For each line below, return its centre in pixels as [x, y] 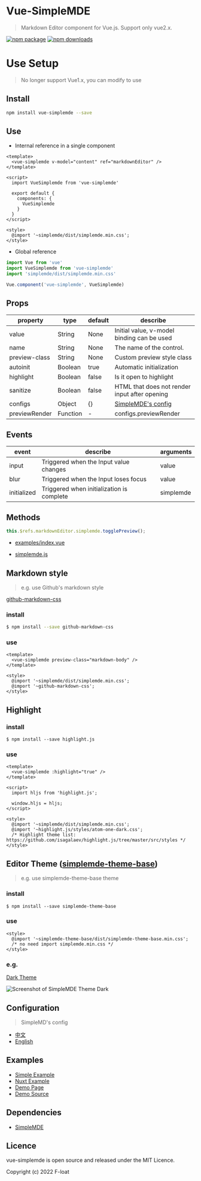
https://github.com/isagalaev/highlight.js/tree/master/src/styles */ [96, 840]
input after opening [141, 394]
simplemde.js [31, 554]
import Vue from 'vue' [34, 263]
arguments [176, 452]
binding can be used [143, 338]
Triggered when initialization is [84, 488]
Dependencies [34, 1113]
